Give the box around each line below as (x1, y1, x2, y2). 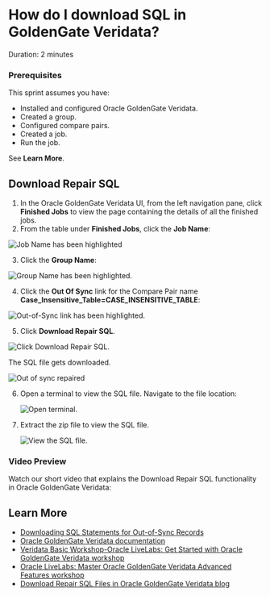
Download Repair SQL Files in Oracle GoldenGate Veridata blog (19, 579, 231, 589)
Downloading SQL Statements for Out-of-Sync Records (19, 527, 204, 537)
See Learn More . (8, 153, 64, 163)
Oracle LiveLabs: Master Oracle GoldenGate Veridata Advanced (19, 562, 232, 572)
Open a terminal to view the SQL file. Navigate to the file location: (19, 389, 238, 398)
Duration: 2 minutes (8, 49, 74, 59)
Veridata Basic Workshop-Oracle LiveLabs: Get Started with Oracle (19, 544, 243, 554)
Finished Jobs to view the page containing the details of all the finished (19, 207, 259, 217)
